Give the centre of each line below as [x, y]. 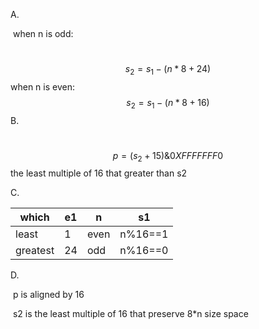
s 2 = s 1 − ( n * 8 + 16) [168, 103]
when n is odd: [43, 33]
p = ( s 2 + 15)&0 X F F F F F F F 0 [168, 156]
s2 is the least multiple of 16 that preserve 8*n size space [130, 314]
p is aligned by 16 [48, 295]
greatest [35, 251]
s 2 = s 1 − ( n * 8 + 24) [168, 70]
